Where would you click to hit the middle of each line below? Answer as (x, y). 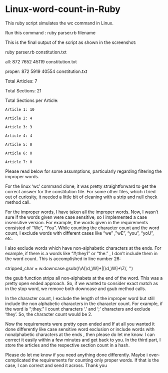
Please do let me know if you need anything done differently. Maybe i (76, 355)
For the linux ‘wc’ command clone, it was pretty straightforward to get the (81, 186)
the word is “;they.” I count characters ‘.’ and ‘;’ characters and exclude (78, 309)
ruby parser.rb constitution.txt (36, 52)
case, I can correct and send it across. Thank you (56, 365)
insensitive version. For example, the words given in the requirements (77, 222)
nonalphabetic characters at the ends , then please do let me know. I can (80, 334)
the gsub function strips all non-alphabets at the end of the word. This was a (84, 278)
